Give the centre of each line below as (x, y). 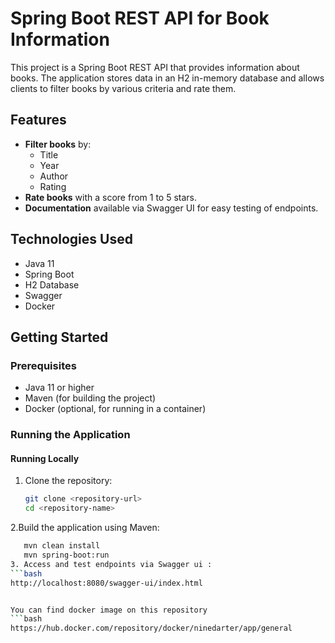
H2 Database (52, 284)
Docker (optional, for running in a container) (115, 409)
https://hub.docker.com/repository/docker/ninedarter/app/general (151, 628)
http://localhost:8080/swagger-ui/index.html (106, 583)
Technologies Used (71, 239)
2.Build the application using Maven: (85, 528)
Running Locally (45, 458)
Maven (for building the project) (90, 398)
